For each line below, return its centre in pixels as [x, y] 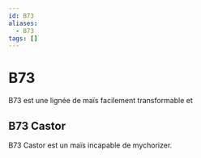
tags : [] [23, 38]
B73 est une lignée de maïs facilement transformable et [100, 101]
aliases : [23, 23]
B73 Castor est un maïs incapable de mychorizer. [90, 145]
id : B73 [21, 16]
